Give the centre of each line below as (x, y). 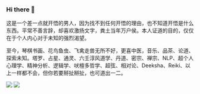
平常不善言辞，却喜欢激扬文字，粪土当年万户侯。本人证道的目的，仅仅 (108, 31)
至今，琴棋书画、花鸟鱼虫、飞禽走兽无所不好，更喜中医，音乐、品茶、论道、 (100, 51)
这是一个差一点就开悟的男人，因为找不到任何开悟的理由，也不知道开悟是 (95, 23)
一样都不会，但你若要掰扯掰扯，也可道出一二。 (68, 73)
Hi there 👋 (21, 10)
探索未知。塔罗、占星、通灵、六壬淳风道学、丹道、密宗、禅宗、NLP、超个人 (100, 58)
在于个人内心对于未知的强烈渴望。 (48, 38)
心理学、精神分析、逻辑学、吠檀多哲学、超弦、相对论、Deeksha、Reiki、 (96, 65)
